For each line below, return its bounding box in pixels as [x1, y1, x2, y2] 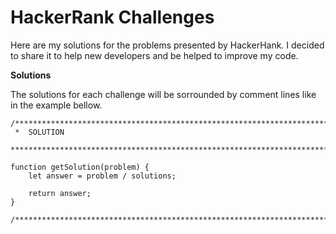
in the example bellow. [10, 99, 103, 111]
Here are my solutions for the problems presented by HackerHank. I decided [10, 39, 325, 51]
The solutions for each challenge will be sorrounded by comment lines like [10, 88, 317, 100]
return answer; [28, 188, 92, 198]
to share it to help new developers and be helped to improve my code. [10, 49, 299, 61]
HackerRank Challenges [10, 6, 215, 29]
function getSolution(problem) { [10, 162, 150, 172]
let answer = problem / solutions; [28, 171, 177, 181]
